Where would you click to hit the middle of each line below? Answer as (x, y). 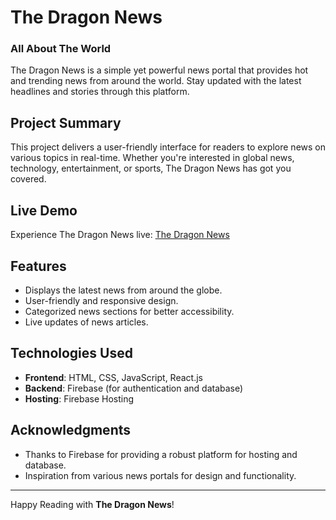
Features (38, 266)
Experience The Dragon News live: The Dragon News (120, 235)
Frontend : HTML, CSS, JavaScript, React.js (113, 377)
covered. (28, 179)
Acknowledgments (71, 430)
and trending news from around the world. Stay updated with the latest (156, 81)
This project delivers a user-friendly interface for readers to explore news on (168, 147)
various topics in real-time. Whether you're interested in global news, (152, 158)
